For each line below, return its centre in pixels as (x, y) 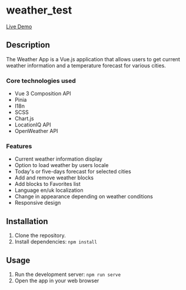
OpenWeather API (36, 131)
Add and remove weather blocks (54, 178)
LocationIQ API (33, 125)
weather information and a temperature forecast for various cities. (86, 65)
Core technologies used (41, 81)
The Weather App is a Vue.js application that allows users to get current (93, 59)
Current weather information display (59, 159)
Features (19, 146)
